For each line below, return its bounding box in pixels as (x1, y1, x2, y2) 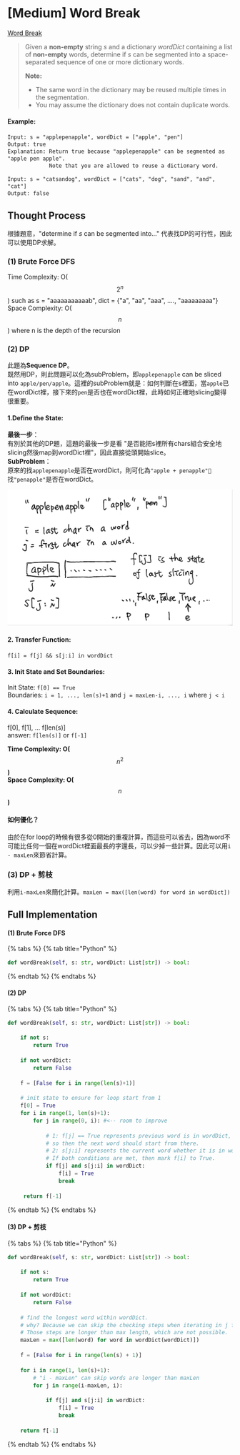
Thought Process (7, 209, 86, 222)
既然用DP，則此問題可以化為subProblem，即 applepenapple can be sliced (7, 370, 221, 379)
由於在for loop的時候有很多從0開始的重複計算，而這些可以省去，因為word (7, 833, 225, 841)
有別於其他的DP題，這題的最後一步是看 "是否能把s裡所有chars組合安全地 (7, 440, 222, 448)
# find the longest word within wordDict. (20, 1314, 149, 1321)
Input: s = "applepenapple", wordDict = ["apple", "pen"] (7, 134, 184, 141)
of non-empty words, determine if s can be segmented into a (24, 50, 206, 59)
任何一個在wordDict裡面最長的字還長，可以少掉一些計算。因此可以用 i (26, 841, 231, 850)
